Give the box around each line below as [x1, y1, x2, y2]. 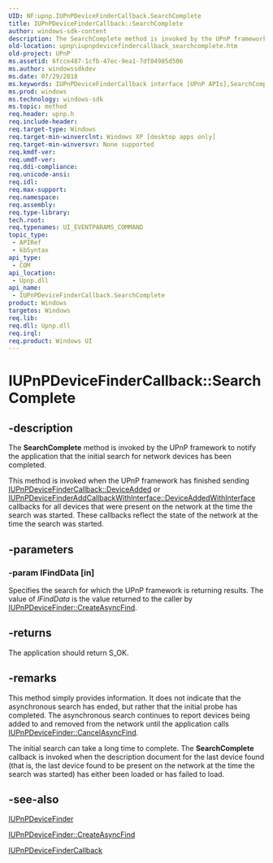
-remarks [8, 671, 57, 685]
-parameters [8, 542, 74, 557]
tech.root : [8, 216, 45, 224]
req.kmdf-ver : [8, 148, 57, 156]
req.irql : [8, 329, 42, 337]
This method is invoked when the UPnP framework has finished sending [8, 476, 249, 486]
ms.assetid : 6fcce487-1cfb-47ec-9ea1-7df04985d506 [8, 58, 184, 66]
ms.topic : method [8, 102, 67, 111]
